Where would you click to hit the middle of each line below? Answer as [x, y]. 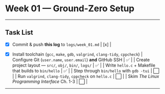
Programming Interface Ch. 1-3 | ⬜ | [50, 81]
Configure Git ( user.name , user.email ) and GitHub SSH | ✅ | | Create [81, 60]
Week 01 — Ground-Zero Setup [70, 9]
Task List [19, 33]
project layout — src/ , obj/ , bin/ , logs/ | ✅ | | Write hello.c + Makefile [84, 65]
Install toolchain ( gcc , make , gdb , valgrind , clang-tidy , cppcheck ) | [77, 54]
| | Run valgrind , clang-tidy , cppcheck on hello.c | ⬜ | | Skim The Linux [86, 76]
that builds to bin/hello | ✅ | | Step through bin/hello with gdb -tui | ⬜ [86, 70]
